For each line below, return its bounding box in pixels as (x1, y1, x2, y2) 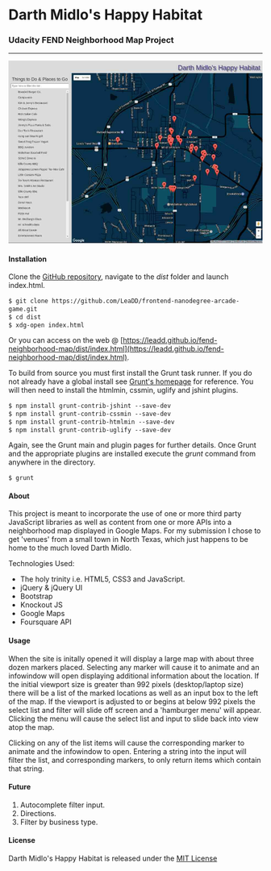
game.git (8, 305, 38, 314)
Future (8, 782, 31, 792)
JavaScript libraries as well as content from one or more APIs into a (8, 518, 232, 527)
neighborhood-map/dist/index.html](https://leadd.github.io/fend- (8, 344, 224, 354)
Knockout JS (19, 600, 63, 610)
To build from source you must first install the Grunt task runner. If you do (8, 369, 252, 378)
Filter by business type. (19, 817, 98, 827)
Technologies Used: (8, 559, 75, 569)
